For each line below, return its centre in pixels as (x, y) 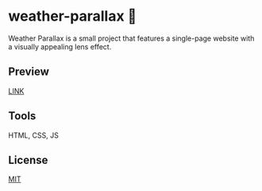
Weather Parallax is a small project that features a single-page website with (131, 38)
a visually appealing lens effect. (60, 46)
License (28, 160)
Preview (29, 72)
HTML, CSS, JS (34, 135)
